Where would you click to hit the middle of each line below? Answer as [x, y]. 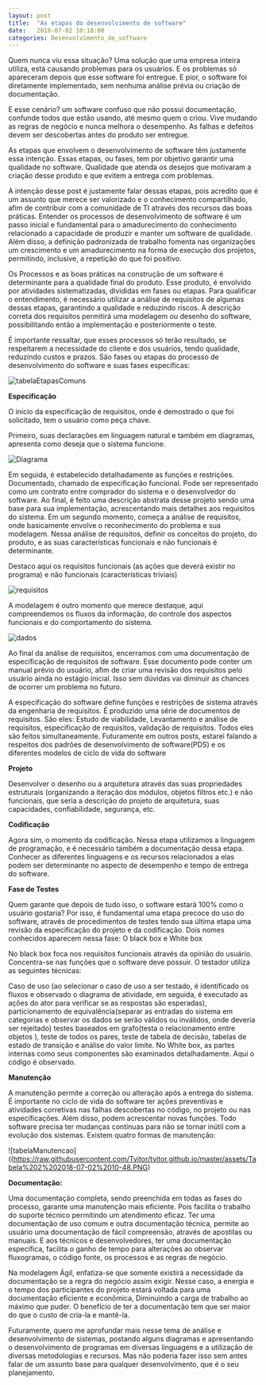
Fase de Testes [34, 889]
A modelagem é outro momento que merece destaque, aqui [106, 606]
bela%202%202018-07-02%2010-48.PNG [78, 1168]
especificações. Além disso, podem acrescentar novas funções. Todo [122, 1119]
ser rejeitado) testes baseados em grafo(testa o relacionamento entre [122, 1028]
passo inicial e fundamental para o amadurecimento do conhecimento [122, 225]
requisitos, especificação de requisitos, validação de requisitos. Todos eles [131, 727]
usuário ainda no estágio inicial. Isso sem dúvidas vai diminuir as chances [129, 679]
